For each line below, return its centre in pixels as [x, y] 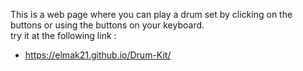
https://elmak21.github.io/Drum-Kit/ [98, 55]
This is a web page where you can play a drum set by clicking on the [151, 14]
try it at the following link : [63, 35]
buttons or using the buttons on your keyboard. [107, 25]
